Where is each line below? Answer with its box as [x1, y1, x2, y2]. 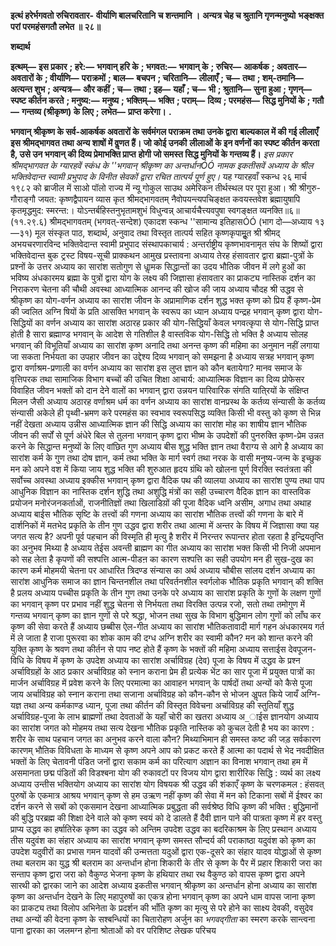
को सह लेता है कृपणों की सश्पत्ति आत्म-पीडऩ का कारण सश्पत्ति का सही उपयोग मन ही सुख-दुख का [10, 553, 314, 565]
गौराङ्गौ [10, 193, 36, 205]
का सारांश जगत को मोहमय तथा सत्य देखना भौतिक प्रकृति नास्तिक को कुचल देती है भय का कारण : [10, 722, 315, 734]
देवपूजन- [288, 643, 317, 655]
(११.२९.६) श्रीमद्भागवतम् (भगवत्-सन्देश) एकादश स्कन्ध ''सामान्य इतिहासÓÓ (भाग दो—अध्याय [10, 216, 313, 227]
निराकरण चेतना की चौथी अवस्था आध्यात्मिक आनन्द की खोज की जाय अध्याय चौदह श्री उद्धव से [10, 283, 304, 295]
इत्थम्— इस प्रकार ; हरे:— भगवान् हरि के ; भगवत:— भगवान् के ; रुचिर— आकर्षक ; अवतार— [10, 61, 307, 72]
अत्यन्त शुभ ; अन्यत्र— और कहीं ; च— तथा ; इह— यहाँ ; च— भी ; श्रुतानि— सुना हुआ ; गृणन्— [10, 83, 313, 95]
